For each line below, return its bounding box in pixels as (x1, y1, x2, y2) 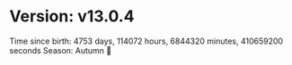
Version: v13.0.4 (9, 6, 135, 27)
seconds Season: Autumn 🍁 (9, 45, 112, 55)
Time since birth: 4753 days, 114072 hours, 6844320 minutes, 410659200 (9, 36, 284, 46)
